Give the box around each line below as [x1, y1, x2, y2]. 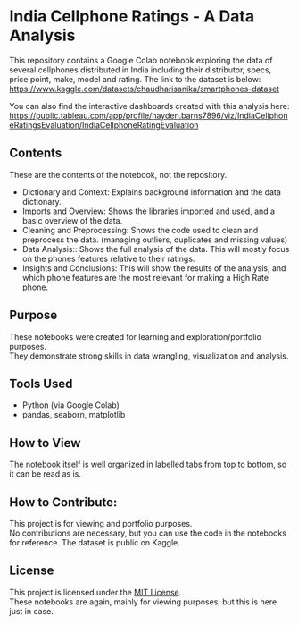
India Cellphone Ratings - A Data [9, 6, 255, 27]
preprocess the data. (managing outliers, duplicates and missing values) [21, 234, 288, 245]
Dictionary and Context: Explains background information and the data [21, 186, 281, 198]
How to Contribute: [9, 494, 118, 510]
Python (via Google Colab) [21, 400, 120, 410]
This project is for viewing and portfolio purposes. [9, 519, 193, 528]
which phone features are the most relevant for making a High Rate [21, 272, 269, 283]
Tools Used [9, 376, 73, 391]
